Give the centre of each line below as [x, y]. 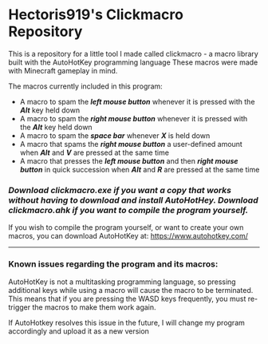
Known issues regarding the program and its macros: [113, 264]
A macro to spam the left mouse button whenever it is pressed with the [137, 101]
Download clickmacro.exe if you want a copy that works [120, 190]
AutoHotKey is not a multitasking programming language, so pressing [122, 282]
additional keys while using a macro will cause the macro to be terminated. [131, 290]
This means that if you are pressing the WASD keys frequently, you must [127, 299]
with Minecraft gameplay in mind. [63, 70]
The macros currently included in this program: [86, 86]
